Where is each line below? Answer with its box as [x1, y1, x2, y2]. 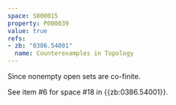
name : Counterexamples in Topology [14, 49, 134, 57]
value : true [7, 27, 47, 35]
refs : [7, 34, 26, 43]
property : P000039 [7, 19, 69, 27]
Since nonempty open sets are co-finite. [7, 72, 141, 81]
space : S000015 [7, 11, 59, 20]
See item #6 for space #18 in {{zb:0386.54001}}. [7, 87, 169, 97]
